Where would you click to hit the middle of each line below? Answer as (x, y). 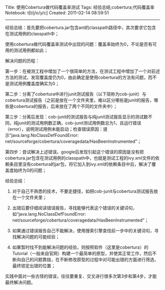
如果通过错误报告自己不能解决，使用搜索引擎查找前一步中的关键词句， (83, 231)
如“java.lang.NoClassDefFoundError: (49, 214)
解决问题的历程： (22, 61)
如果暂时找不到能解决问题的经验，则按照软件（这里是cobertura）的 (80, 247)
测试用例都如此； (31, 50)
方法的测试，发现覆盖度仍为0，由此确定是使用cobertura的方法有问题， (77, 77)
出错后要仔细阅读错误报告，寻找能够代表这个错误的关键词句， (75, 208)
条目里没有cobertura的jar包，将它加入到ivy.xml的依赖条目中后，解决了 (80, 164)
